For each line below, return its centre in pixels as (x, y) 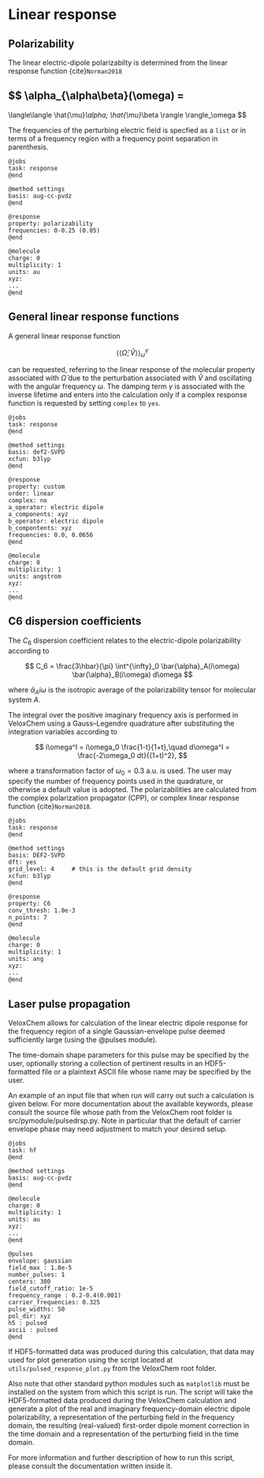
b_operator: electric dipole (56, 521)
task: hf (22, 1150)
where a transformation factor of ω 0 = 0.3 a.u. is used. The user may (120, 772)
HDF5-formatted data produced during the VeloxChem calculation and (123, 1401)
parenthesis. (28, 147)
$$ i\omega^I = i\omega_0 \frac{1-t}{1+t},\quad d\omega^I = (132, 747)
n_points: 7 (28, 917)
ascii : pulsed (33, 1330)
